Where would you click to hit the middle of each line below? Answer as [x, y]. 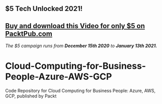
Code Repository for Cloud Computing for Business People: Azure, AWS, [80, 91]
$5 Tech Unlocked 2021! [44, 9]
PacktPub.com [29, 33]
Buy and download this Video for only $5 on [75, 26]
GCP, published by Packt [31, 96]
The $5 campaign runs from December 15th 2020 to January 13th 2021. [81, 46]
